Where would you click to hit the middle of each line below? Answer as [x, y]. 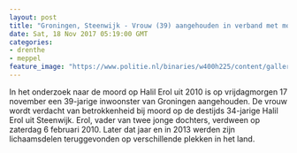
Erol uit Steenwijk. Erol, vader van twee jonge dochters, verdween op [135, 119]
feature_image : [37, 67]
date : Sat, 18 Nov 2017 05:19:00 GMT [79, 34]
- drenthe [27, 50]
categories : [31, 42]
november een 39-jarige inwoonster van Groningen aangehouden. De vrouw [148, 101]
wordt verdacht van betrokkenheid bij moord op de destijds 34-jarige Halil [144, 111]
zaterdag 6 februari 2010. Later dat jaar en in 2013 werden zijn [122, 129]
